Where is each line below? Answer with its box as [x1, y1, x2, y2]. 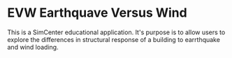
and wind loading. [7, 43, 59, 51]
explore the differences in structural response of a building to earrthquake [7, 35, 220, 43]
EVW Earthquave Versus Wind [7, 5, 187, 21]
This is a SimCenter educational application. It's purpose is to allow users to [7, 28, 226, 36]
